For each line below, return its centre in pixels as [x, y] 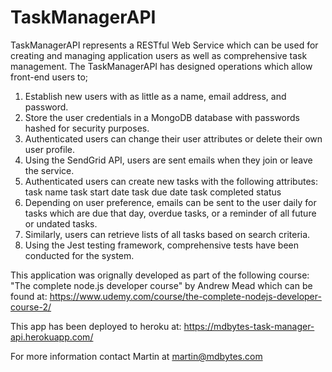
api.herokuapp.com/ [52, 337]
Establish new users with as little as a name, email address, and [155, 96]
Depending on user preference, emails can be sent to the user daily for [170, 202]
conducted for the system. [79, 255]
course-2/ [31, 307]
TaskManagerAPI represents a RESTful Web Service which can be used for [164, 45]
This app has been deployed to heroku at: [96, 326]
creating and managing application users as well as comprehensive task [159, 55]
